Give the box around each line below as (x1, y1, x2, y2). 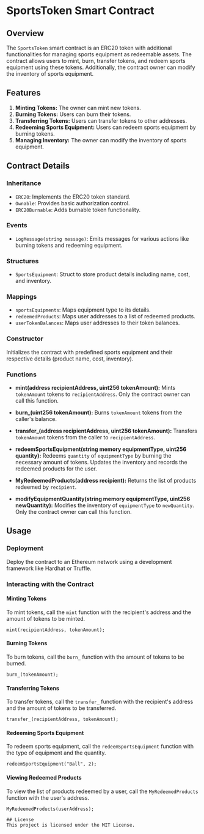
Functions (6, 370, 37, 379)
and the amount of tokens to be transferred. (6, 704, 117, 712)
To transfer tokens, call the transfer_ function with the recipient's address (6, 698, 194, 706)
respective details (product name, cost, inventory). (6, 355, 134, 362)
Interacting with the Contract (6, 580, 94, 588)
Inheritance (6, 179, 42, 188)
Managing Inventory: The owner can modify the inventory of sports (15, 136, 187, 144)
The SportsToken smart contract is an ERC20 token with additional (6, 44, 172, 51)
